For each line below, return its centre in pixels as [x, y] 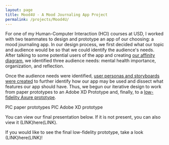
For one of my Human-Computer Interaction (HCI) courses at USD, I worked [84, 34]
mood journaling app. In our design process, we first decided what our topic [85, 45]
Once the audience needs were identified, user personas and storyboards [82, 76]
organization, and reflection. [35, 66]
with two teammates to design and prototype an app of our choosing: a [79, 39]
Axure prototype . [38, 97]
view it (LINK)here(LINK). [31, 123]
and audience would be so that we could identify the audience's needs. [80, 50]
